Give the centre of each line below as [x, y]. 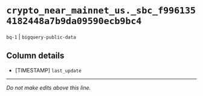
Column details [35, 56]
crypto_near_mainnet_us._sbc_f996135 [101, 11]
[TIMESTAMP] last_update [48, 70]
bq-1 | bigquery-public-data [41, 37]
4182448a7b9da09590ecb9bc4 [74, 21]
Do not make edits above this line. [49, 88]
